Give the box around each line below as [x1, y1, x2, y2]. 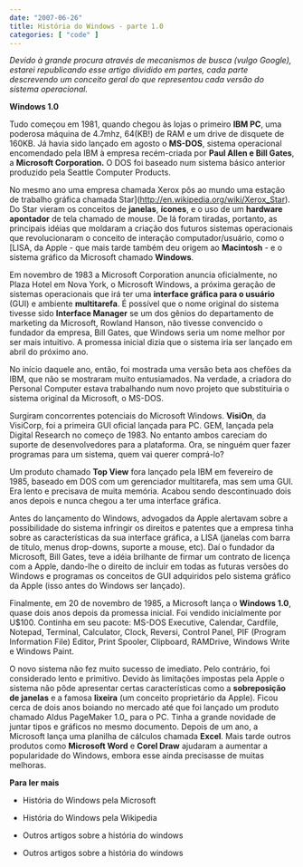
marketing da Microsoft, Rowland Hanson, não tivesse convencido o [9, 318, 264, 329]
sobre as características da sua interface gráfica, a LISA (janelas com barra [9, 532, 291, 544]
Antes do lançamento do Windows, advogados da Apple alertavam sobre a [9, 513, 288, 524]
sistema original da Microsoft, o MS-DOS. [9, 393, 165, 404]
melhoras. [9, 760, 47, 771]
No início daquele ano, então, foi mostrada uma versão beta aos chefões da [9, 364, 292, 375]
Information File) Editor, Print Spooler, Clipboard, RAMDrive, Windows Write [9, 636, 290, 648]
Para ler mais [9, 777, 60, 788]
